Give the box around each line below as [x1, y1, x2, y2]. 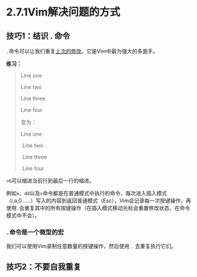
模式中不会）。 [6, 212, 40, 219]
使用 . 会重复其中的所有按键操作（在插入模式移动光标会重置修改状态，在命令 [6, 205, 190, 211]
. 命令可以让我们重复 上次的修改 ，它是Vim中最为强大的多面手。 [6, 48, 159, 54]
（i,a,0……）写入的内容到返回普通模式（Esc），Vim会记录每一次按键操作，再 [6, 197, 191, 204]
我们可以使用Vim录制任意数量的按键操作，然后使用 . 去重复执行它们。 [6, 243, 177, 250]
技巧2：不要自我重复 [6, 262, 82, 272]
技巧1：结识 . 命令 [6, 31, 70, 41]
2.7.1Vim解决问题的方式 [6, 5, 121, 19]
